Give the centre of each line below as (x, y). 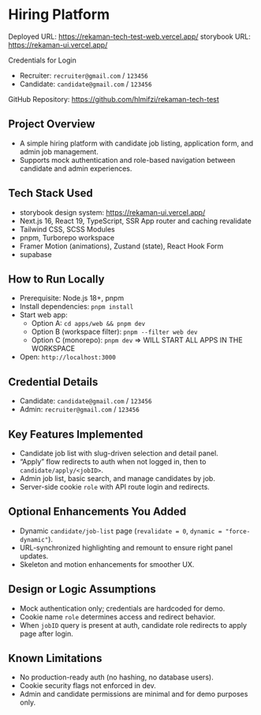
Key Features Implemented (76, 434)
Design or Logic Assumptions (82, 590)
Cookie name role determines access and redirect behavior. (117, 617)
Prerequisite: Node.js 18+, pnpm (72, 298)
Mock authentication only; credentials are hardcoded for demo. (122, 608)
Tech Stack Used (50, 193)
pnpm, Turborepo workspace (67, 237)
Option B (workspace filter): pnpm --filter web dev (114, 332)
